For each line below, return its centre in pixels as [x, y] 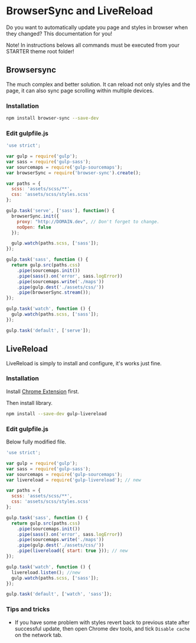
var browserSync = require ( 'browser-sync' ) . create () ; [74, 173]
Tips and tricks [28, 609]
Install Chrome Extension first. [43, 391]
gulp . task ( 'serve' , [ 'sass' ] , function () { [61, 211]
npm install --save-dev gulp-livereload [57, 414]
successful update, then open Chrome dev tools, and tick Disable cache [102, 628]
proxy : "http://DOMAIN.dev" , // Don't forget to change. [88, 221]
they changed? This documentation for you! [59, 33]
